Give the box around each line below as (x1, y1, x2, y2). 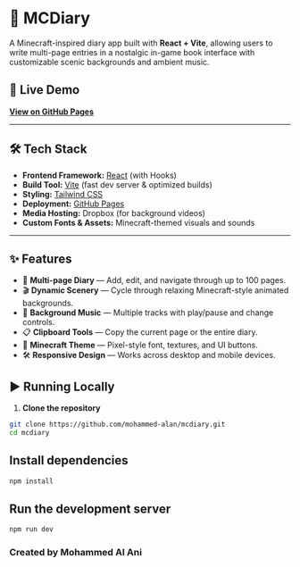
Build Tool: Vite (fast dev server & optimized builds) (21, 179, 212, 190)
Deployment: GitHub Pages (21, 198, 125, 209)
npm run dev (9, 525, 54, 534)
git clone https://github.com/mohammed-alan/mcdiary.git (9, 420, 226, 429)
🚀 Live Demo (9, 82, 80, 97)
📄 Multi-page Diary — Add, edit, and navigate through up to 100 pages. (21, 275, 287, 286)
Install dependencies (9, 453, 129, 468)
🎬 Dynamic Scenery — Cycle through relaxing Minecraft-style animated (21, 285, 289, 296)
